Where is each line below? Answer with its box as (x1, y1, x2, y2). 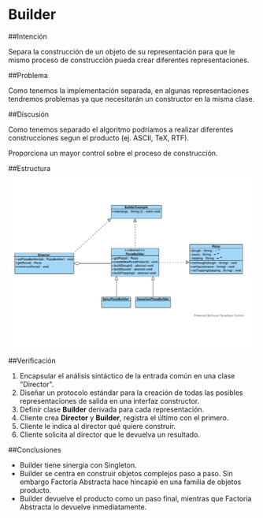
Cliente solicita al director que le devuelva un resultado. (19, 430, 201, 439)
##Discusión (8, 109, 50, 119)
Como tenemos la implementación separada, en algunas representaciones (8, 85, 250, 95)
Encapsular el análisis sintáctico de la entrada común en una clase (19, 371, 235, 380)
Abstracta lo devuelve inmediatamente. (19, 502, 147, 512)
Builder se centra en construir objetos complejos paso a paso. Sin (19, 468, 234, 478)
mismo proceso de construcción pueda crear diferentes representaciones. (8, 55, 250, 65)
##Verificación (8, 356, 57, 365)
